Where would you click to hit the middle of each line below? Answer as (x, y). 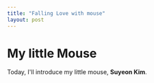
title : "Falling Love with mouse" (56, 13)
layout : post (26, 20)
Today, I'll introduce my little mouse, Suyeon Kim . (77, 72)
